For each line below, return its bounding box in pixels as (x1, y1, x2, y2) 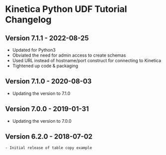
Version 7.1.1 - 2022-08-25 (5, 34, 89, 42)
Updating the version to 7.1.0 (12, 90, 71, 96)
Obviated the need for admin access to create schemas (12, 52, 126, 58)
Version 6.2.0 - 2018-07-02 (5, 133, 93, 141)
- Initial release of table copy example (5, 146, 92, 151)
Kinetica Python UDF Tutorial (5, 3, 127, 15)
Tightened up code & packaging (12, 63, 79, 69)
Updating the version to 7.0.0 (12, 118, 72, 124)
